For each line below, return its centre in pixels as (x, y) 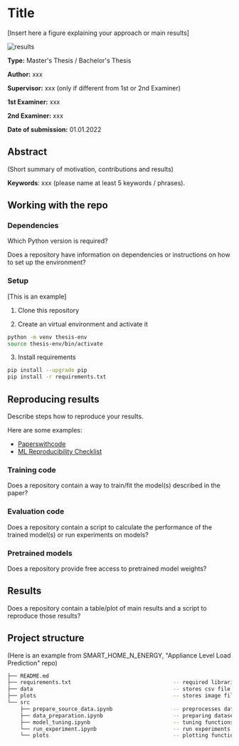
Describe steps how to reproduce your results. (75, 416)
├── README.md (28, 676)
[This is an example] (37, 296)
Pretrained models (40, 553)
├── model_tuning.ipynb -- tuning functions (127, 722)
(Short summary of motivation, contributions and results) (91, 169)
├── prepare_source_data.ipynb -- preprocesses (121, 709)
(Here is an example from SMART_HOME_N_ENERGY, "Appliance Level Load (119, 655)
